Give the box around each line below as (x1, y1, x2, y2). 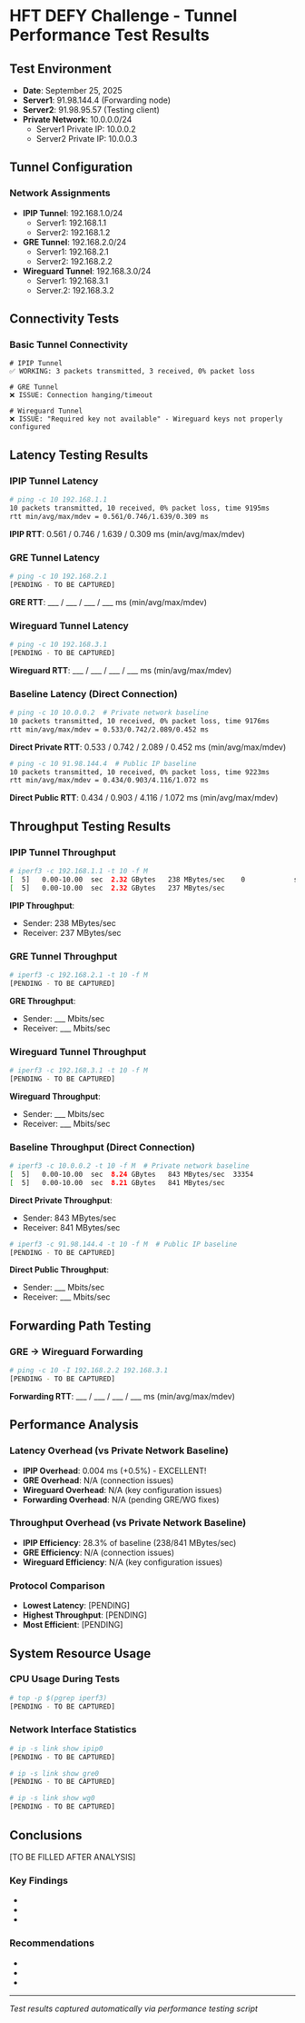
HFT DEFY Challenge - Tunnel (9, 5, 238, 26)
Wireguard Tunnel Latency (9, 619, 129, 632)
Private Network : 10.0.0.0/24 (22, 115, 133, 125)
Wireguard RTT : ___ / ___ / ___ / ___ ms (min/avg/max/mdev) (9, 664, 232, 675)
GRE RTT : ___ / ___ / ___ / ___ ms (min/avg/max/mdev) (9, 596, 207, 607)
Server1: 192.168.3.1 (35, 274, 109, 286)
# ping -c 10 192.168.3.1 (9, 640, 107, 650)
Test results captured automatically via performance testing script (9, 2003, 259, 2014)
